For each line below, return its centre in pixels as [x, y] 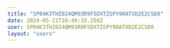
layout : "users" [31, 34]
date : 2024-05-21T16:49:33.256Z [55, 20]
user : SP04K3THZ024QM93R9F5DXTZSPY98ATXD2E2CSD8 [81, 27]
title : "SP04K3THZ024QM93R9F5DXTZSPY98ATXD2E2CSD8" [85, 14]
